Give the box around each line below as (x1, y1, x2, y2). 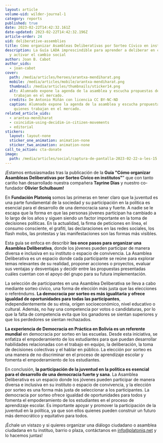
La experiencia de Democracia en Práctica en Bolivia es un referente (5, 326, 146, 332)
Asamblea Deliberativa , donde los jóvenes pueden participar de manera (5, 245, 150, 251)
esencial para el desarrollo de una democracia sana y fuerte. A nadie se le (5, 204, 154, 210)
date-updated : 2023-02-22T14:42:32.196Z (5, 30, 88, 34)
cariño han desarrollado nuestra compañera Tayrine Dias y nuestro (5, 180, 140, 186)
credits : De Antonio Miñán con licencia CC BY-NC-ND (9, 98, 118, 102)
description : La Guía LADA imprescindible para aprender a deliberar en (5, 48, 155, 52)
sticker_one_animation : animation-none (9, 138, 90, 143)
